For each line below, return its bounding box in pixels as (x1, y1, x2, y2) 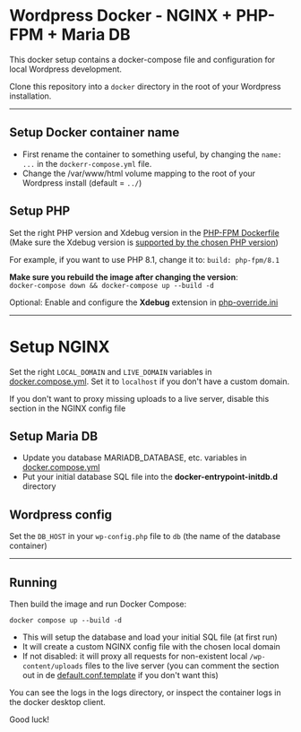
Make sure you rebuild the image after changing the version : (9, 271, 239, 283)
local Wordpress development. (9, 64, 123, 74)
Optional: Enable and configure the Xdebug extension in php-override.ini (9, 297, 279, 308)
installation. (9, 91, 52, 101)
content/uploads (21, 661, 83, 671)
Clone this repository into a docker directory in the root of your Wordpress (9, 81, 281, 91)
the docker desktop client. (9, 696, 106, 707)
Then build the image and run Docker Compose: (9, 598, 187, 609)
